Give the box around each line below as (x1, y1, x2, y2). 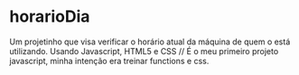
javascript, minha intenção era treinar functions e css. (9, 55, 210, 66)
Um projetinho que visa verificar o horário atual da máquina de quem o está (9, 36, 291, 47)
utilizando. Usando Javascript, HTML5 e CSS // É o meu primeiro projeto (9, 45, 279, 56)
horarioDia (9, 6, 90, 27)
